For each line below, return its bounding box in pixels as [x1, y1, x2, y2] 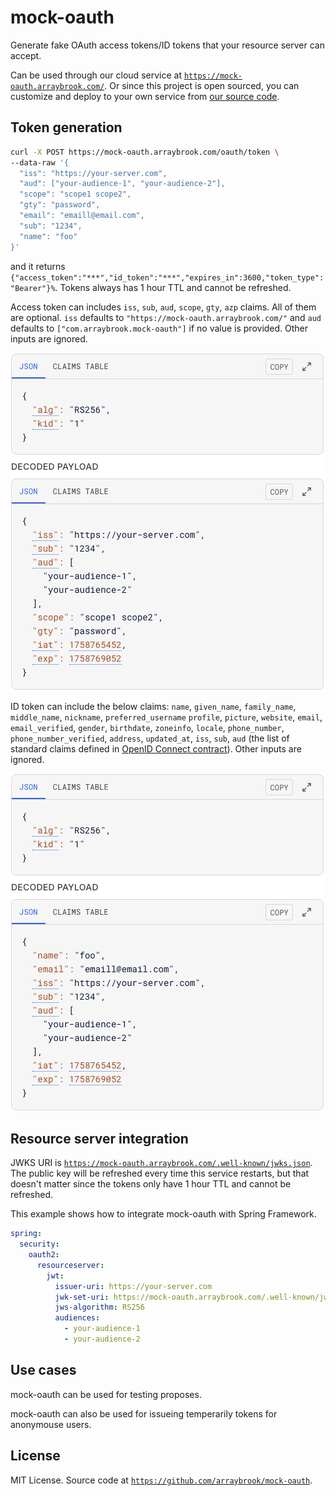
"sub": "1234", [19, 221, 83, 231]
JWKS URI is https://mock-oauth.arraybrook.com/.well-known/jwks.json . [10, 1157, 313, 1169]
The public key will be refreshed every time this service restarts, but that [10, 1167, 310, 1180]
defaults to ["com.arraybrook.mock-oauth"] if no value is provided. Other [10, 322, 309, 334]
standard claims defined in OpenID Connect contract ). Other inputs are [10, 742, 302, 755]
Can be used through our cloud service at [10, 69, 182, 81]
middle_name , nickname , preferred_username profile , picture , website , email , [10, 711, 323, 723]
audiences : [54, 1313, 101, 1323]
